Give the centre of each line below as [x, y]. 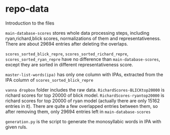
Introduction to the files [30, 23]
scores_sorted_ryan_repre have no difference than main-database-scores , [83, 59]
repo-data [27, 9]
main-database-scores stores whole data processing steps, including [77, 33]
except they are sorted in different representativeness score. [69, 64]
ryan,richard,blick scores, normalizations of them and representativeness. [83, 38]
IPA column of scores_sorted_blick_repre [49, 80]
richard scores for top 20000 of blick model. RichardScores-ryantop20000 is [85, 95]
